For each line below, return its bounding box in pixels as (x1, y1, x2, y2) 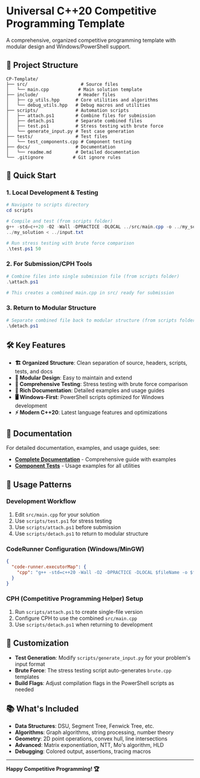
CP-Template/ (6, 76, 39, 82)
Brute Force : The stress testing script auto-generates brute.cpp (14, 666, 171, 674)
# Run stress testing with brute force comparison (6, 240, 135, 246)
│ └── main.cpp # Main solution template (6, 87, 143, 92)
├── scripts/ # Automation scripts (6, 107, 129, 113)
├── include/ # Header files (6, 91, 116, 98)
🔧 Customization (6, 638, 69, 649)
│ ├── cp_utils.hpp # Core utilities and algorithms (6, 97, 159, 103)
